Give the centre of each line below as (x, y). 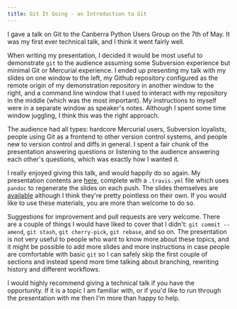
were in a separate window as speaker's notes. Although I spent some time (117, 107)
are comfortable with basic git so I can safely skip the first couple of (108, 254)
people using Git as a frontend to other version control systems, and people (117, 136)
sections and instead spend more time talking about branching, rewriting (113, 262)
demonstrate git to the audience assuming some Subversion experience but (119, 63)
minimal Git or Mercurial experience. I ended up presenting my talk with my (117, 70)
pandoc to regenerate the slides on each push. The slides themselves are (113, 187)
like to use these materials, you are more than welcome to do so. (102, 203)
